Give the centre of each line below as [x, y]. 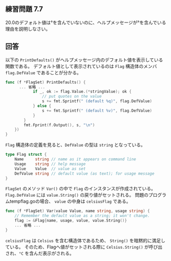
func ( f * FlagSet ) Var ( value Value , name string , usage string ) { [78, 211]
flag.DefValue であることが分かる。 [43, 73]
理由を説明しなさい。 [28, 29]
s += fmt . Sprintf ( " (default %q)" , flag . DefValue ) [97, 101]
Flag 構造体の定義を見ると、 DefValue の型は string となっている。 [75, 145]
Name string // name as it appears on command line [76, 159]
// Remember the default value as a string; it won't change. [82, 216]
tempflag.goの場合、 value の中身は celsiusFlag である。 [70, 201]
